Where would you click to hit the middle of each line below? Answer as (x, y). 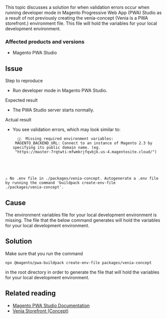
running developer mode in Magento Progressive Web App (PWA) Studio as (83, 13)
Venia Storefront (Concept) (40, 311)
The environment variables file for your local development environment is (81, 215)
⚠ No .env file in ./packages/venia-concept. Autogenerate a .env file (82, 178)
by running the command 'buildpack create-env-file (60, 183)
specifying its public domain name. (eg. (56, 148)
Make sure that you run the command (44, 253)
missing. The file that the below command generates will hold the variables (83, 220)
